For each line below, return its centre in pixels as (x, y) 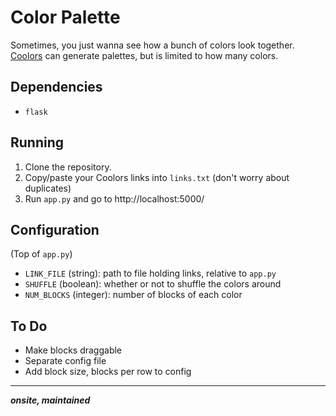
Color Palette (65, 17)
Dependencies (56, 87)
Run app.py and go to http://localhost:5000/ (114, 198)
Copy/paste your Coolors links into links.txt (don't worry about (157, 177)
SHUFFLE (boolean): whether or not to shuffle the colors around (153, 284)
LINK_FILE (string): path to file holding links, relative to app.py (150, 273)
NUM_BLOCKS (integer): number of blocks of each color (133, 295)
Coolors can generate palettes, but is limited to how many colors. (144, 55)
